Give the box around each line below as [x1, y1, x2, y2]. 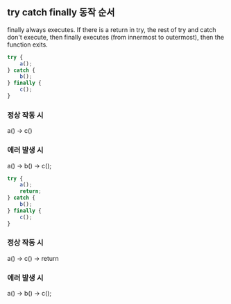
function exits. [7, 40, 49, 49]
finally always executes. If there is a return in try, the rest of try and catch [7, 25, 216, 33]
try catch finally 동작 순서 [7, 6, 115, 19]
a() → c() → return [7, 254, 59, 262]
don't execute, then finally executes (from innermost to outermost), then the [7, 33, 224, 41]
